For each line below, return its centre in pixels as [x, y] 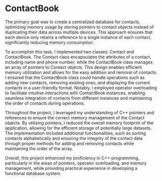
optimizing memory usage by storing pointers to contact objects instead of [79, 27]
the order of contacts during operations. [45, 103]
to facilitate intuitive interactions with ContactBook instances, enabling [75, 93]
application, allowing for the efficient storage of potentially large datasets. [79, 128]
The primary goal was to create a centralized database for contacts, [73, 22]
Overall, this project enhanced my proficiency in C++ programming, [72, 158]
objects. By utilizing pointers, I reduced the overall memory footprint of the [79, 123]
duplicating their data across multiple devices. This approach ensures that [79, 32]
